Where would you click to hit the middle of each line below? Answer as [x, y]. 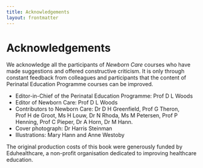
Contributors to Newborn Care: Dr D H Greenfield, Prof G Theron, [97, 109]
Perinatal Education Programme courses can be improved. [80, 84]
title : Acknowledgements [38, 12]
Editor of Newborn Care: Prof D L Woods [66, 103]
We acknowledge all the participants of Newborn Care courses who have [98, 65]
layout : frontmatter [33, 18]
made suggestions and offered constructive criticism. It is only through [95, 71]
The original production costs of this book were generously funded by [94, 147]
